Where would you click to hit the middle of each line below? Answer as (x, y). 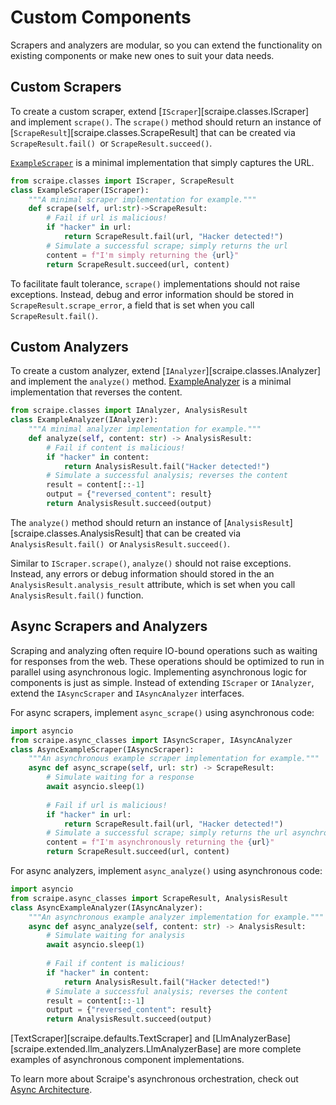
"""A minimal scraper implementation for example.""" (142, 199)
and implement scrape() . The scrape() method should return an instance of (166, 122)
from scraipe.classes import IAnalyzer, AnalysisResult (129, 411)
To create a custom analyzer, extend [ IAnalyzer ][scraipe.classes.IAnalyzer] (166, 371)
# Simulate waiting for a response (120, 777)
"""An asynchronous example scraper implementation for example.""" (174, 759)
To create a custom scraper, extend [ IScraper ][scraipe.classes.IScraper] (160, 111)
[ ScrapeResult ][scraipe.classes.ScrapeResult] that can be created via (153, 132)
